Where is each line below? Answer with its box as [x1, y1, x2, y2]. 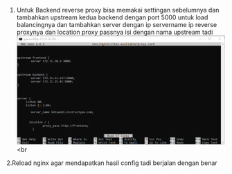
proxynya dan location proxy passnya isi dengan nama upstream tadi [16, 28, 213, 36]
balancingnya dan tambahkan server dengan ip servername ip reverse [16, 21, 217, 28]
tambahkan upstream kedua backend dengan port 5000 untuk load [16, 13, 208, 21]
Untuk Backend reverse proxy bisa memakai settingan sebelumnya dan [16, 6, 220, 14]
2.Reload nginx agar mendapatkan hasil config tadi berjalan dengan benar [6, 159, 217, 167]
